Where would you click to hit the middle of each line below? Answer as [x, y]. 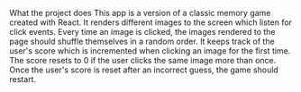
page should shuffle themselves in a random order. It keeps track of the [142, 41]
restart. [23, 79]
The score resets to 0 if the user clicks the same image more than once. [143, 60]
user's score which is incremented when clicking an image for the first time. [150, 51]
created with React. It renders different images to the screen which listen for [151, 22]
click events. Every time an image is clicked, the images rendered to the [143, 32]
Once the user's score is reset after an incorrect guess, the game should [144, 70]
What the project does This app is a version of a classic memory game [140, 13]
